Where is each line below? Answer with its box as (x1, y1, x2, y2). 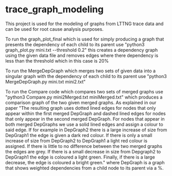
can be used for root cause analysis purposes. (5, 26, 104, 32)
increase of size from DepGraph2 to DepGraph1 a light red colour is (5, 138, 148, 144)
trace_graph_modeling (5, 4, 104, 15)
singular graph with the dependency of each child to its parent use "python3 (5, 73, 167, 79)
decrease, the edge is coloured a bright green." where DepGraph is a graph (5, 159, 165, 165)
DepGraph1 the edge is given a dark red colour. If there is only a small (5, 132, 152, 138)
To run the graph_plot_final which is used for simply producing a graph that (5, 36, 164, 42)
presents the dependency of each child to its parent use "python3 (5, 41, 145, 47)
